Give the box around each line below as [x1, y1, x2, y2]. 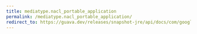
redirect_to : [6, 19, 38, 25]
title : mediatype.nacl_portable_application [6, 8, 117, 14]
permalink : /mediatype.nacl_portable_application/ [6, 14, 133, 20]
